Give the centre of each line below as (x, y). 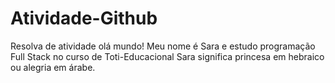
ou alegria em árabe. (53, 67)
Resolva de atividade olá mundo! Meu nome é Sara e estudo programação (163, 46)
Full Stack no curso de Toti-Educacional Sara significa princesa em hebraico (167, 56)
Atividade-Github (84, 18)
